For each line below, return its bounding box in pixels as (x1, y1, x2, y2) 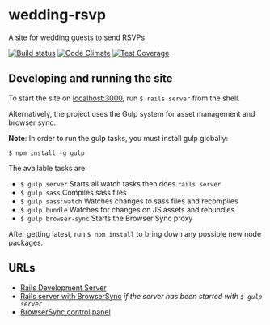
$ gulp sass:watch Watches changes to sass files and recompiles (19, 196, 238, 206)
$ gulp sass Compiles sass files (19, 187, 127, 197)
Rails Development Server (19, 282, 107, 293)
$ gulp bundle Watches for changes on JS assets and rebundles (19, 204, 235, 214)
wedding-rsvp (8, 6, 107, 24)
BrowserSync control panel (19, 306, 111, 317)
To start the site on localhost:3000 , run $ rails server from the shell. (8, 93, 241, 103)
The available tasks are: (8, 163, 87, 173)
